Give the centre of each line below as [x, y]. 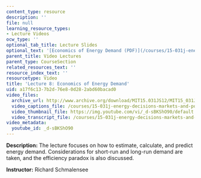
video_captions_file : [39, 106]
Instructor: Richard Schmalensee [47, 170]
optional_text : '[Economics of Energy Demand [64, 51]
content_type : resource [36, 12]
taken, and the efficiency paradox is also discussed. [70, 158]
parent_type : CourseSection [41, 62]
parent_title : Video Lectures [44, 56]
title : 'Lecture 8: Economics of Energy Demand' [68, 84]
